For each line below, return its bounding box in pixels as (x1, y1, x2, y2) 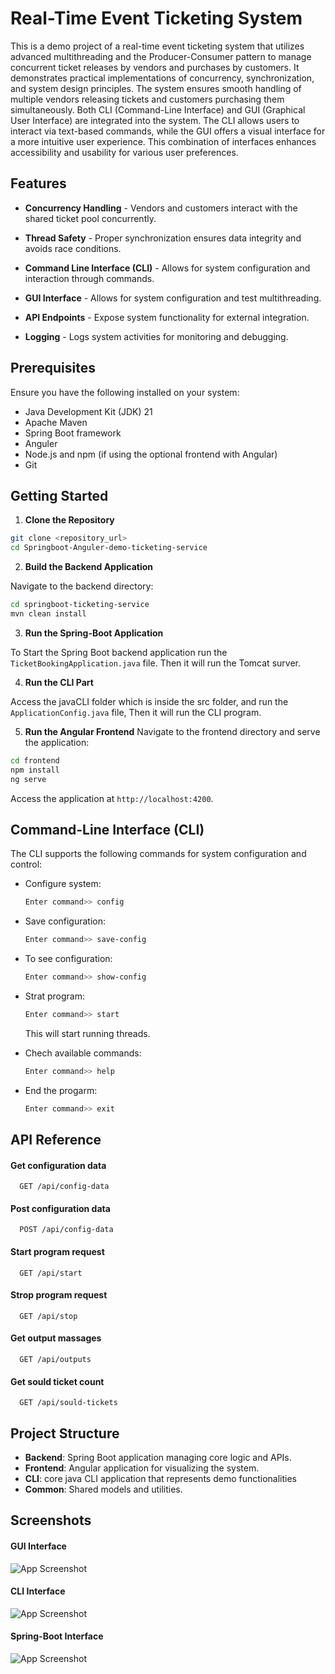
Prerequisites (10, 360, 96, 377)
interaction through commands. (24, 272, 155, 284)
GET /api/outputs (19, 1354, 92, 1364)
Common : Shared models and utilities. (24, 1483, 183, 1495)
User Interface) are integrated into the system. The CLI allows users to (10, 114, 300, 126)
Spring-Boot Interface (10, 1630, 104, 1642)
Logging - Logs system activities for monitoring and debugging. (24, 330, 289, 342)
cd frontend (10, 755, 60, 766)
